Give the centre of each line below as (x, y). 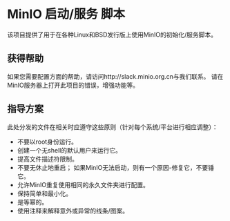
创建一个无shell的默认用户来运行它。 (69, 150)
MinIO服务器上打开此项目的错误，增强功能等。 (73, 85)
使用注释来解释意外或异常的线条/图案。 (73, 211)
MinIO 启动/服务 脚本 (66, 14)
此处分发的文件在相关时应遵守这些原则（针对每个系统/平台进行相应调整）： (113, 127)
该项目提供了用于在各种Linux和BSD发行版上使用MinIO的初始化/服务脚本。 (112, 35)
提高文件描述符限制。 (47, 159)
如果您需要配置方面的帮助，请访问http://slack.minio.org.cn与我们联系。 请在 (115, 76)
